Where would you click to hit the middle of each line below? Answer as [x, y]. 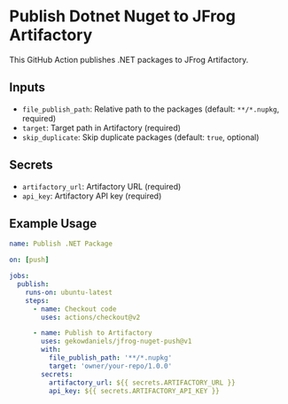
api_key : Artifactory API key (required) [92, 196]
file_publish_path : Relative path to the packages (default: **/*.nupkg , [151, 109]
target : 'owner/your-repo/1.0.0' [110, 366]
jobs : [19, 276]
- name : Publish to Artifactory [92, 333]
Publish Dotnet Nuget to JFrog [123, 16]
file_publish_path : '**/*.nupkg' [110, 358]
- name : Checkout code [74, 309]
